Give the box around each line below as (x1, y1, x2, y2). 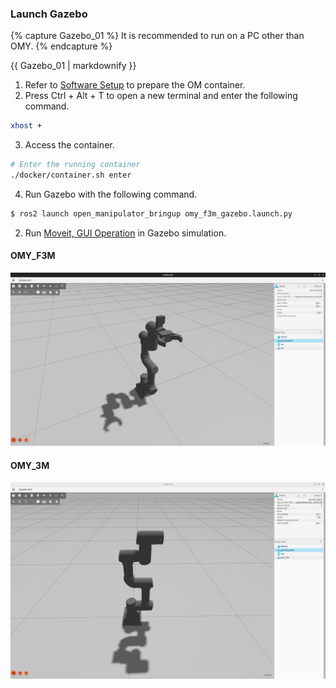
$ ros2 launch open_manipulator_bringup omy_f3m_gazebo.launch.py (10, 208, 293, 219)
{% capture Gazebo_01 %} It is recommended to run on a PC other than (10, 30, 305, 42)
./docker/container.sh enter (10, 170, 132, 181)
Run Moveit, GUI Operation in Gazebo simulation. (24, 227, 227, 239)
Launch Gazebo (10, 7, 88, 21)
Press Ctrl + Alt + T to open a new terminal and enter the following (24, 90, 298, 102)
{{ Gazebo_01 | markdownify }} (10, 60, 137, 72)
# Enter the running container (10, 160, 141, 170)
